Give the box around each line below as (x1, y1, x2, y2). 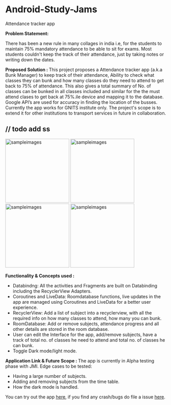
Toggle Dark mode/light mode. (12, 348, 77, 354)
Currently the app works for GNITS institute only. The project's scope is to (5, 104, 161, 110)
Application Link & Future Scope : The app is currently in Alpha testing (5, 357, 155, 364)
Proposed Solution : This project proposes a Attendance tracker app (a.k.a (5, 66, 162, 73)
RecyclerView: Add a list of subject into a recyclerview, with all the (12, 309, 152, 316)
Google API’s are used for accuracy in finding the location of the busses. (5, 99, 158, 105)
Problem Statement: (5, 30, 49, 36)
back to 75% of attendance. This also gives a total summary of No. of (5, 83, 152, 89)
